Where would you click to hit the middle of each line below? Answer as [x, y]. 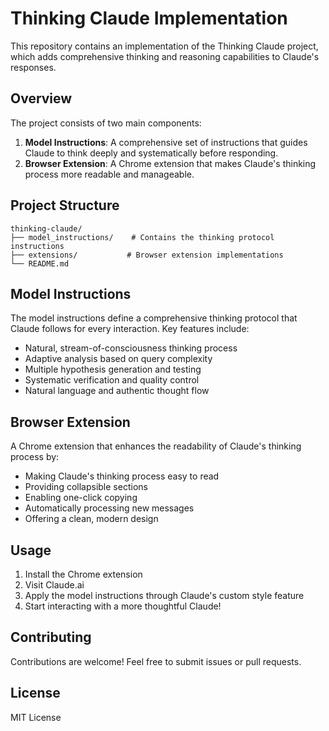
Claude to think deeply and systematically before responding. [151, 153]
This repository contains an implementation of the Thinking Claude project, [164, 46]
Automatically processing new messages [109, 508]
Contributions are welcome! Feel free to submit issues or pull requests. [156, 661]
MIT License [36, 717]
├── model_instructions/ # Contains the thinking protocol [142, 237]
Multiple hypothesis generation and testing [113, 369]
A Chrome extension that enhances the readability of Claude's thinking [156, 446]
